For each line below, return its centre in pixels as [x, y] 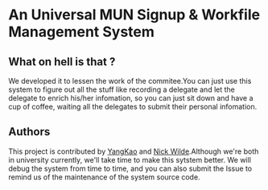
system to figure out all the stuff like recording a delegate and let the [122, 89]
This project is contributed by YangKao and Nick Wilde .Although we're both [134, 151]
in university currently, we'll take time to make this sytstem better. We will [130, 159]
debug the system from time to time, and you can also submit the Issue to [130, 168]
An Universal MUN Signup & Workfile [134, 15]
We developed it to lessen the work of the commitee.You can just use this [130, 81]
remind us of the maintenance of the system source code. [104, 177]
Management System [82, 32]
